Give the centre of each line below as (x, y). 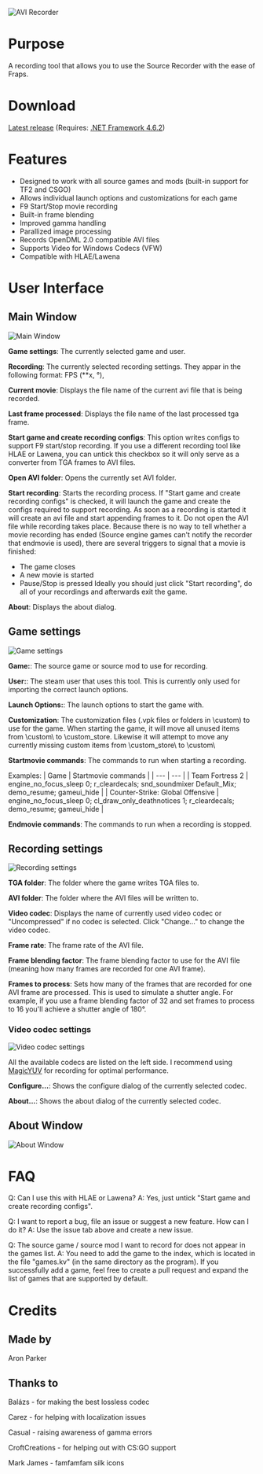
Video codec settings (50, 1030)
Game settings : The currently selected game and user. (97, 351)
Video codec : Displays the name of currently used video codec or (115, 913)
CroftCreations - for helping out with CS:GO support (92, 1448)
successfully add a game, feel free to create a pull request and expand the (128, 1270)
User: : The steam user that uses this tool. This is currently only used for (124, 681)
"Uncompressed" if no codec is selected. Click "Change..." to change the (126, 922)
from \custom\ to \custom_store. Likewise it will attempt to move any (119, 736)
